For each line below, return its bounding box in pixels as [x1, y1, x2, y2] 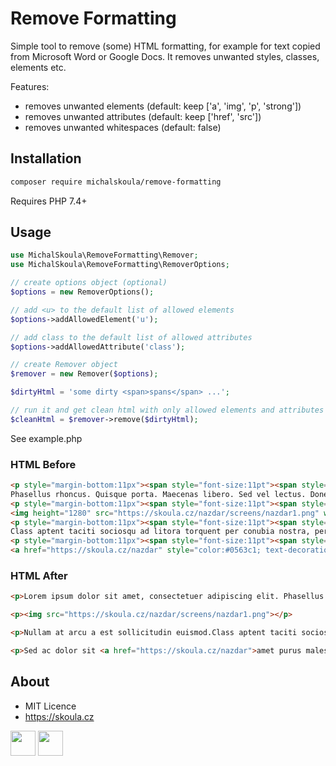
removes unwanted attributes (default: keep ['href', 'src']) [24, 110, 262, 122]
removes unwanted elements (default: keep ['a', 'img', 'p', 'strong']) [24, 100, 302, 112]
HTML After [10, 569, 68, 583]
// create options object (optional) [10, 278, 168, 288]
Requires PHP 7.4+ [10, 195, 88, 207]
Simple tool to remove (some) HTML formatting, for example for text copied [10, 40, 321, 52]
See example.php [10, 432, 83, 444]
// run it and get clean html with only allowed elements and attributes [10, 405, 325, 416]
